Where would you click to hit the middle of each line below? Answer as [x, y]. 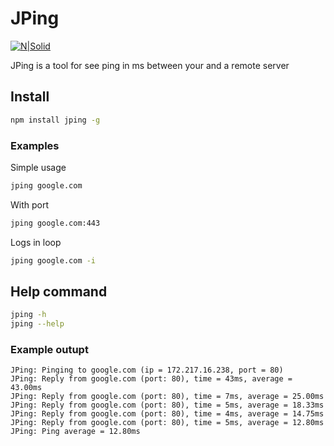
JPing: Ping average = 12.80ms [75, 432]
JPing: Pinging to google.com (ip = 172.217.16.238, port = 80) [147, 370]
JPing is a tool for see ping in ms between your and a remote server [150, 65]
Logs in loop [36, 242]
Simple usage [38, 167]
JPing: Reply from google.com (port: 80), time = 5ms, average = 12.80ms [167, 423]
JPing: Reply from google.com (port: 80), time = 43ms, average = [151, 379]
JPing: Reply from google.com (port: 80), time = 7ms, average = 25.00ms [167, 397]
